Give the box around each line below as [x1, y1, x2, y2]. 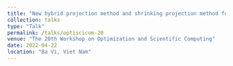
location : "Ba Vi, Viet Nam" [7, 49, 92, 56]
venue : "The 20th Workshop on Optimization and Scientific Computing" [7, 36, 216, 43]
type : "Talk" [7, 23, 45, 30]
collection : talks [7, 16, 60, 23]
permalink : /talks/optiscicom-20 [7, 29, 104, 36]
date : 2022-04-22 [7, 42, 58, 49]
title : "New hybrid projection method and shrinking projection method [7, 10, 218, 17]
